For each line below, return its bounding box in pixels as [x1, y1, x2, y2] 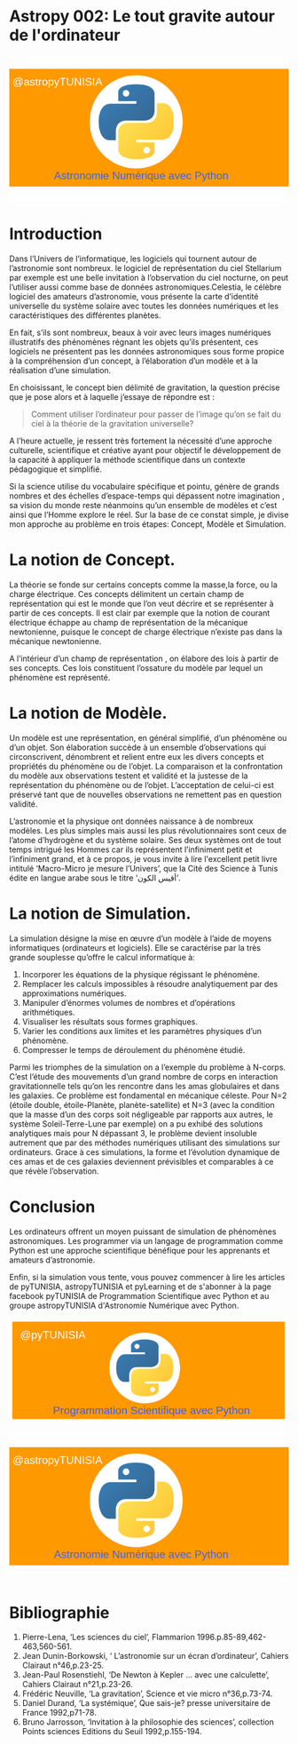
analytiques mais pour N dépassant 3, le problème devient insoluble [9, 1127, 257, 1138]
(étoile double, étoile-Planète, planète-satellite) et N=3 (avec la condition [9, 1099, 275, 1110]
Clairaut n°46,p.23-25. [21, 1660, 105, 1671]
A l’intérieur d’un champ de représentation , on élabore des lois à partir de [9, 653, 279, 664]
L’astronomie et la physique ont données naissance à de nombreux [9, 816, 254, 826]
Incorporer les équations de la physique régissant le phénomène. [21, 968, 260, 979]
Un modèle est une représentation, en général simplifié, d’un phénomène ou [9, 732, 287, 743]
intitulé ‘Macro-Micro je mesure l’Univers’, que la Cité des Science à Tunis [9, 863, 278, 873]
